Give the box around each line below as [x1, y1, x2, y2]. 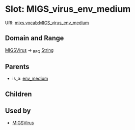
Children [5, 90, 32, 98]
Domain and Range [5, 34, 64, 42]
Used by [5, 107, 31, 115]
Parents [5, 63, 29, 71]
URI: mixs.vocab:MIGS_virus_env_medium [5, 20, 89, 26]
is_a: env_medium [12, 75, 48, 82]
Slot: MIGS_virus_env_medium [5, 3, 131, 15]
